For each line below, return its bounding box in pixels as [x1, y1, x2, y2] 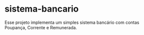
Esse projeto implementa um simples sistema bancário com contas [4, 19, 140, 25]
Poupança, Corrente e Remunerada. [4, 24, 77, 30]
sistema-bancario [4, 3, 79, 15]
